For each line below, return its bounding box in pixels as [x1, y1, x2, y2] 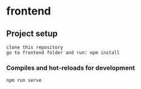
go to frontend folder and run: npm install [6, 50, 120, 56]
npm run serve [6, 77, 42, 84]
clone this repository [6, 44, 63, 50]
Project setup [6, 28, 58, 39]
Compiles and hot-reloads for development [6, 64, 136, 72]
